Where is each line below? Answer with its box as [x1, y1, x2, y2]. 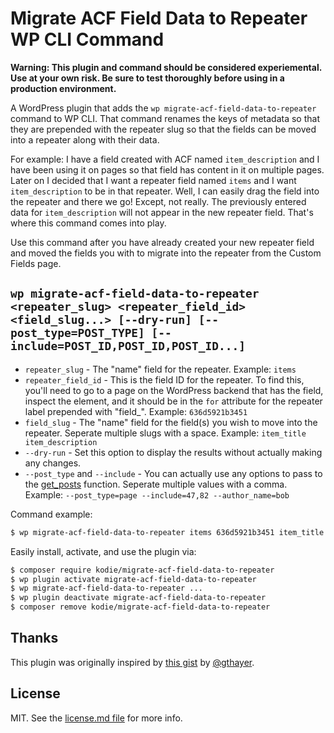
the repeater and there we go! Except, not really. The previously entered [10, 195, 307, 207]
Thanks [10, 630, 59, 647]
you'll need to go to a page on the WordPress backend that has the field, [24, 384, 324, 396]
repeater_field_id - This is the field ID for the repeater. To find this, [24, 373, 305, 386]
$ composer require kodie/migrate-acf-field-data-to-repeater [10, 565, 275, 575]
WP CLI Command [10, 28, 165, 51]
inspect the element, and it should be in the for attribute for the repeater [24, 395, 323, 407]
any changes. [24, 457, 82, 469]
